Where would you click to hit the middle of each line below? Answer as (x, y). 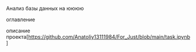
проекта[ (17, 37)
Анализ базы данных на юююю (45, 8)
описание (18, 31)
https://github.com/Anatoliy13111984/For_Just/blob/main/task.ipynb (109, 37)
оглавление (21, 19)
